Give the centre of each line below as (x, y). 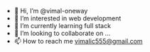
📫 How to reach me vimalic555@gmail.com (79, 41)
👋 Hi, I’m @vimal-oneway (51, 11)
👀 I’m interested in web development (68, 18)
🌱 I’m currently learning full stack (63, 26)
